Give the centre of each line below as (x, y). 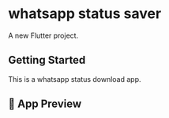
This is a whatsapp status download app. (75, 79)
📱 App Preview (45, 104)
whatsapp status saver (85, 14)
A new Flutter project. (43, 35)
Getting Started (47, 60)
